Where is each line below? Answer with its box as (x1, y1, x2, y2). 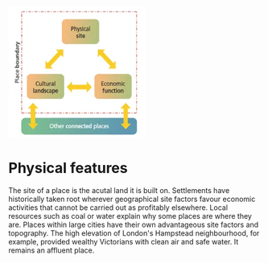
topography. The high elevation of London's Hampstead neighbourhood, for (8, 228, 260, 238)
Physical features (8, 159, 128, 178)
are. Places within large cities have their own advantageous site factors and (8, 220, 259, 229)
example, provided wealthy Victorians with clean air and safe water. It (8, 236, 239, 246)
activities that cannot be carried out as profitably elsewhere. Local (8, 203, 228, 212)
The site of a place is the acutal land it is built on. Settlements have (8, 185, 230, 195)
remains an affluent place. (8, 245, 95, 255)
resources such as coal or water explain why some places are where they (8, 211, 252, 220)
